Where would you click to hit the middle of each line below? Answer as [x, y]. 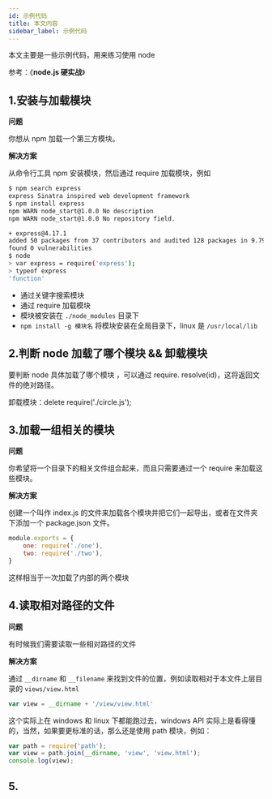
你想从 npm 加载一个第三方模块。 [64, 139]
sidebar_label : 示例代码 [48, 31]
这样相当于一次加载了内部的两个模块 [69, 578]
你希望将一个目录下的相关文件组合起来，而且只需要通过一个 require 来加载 [132, 468]
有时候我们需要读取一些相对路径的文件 [72, 644]
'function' [27, 278]
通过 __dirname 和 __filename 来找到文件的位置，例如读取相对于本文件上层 [132, 678]
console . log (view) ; [41, 761]
